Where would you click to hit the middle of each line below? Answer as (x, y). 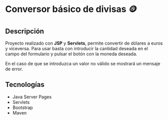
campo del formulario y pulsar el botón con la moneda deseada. (71, 54)
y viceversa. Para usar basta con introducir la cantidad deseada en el (76, 48)
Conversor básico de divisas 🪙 (71, 9)
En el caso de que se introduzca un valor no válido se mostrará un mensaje (83, 64)
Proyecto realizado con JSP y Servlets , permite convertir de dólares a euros (84, 43)
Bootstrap (23, 107)
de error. (14, 69)
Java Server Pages (32, 97)
